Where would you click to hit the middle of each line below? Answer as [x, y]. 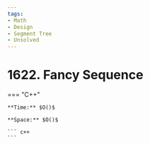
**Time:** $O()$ [31, 108]
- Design [20, 27]
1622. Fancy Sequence [75, 75]
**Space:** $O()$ [33, 120]
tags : [15, 14]
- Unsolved [23, 40]
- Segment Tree [30, 34]
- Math [17, 20]
